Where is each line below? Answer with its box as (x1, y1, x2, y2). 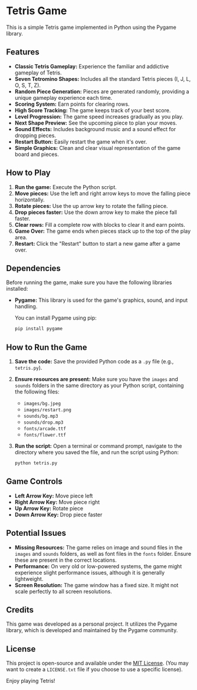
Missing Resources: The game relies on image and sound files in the (14, 543, 183, 551)
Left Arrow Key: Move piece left (14, 492, 93, 499)
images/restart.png (23, 407, 72, 413)
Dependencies (6, 263, 61, 273)
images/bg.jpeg (23, 401, 61, 407)
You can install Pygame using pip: (14, 314, 97, 321)
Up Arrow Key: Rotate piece (14, 505, 84, 512)
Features (6, 47, 40, 57)
